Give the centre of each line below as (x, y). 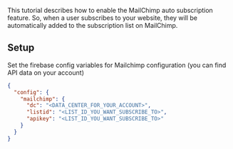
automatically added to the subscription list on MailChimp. (93, 25)
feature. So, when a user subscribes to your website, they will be (103, 18)
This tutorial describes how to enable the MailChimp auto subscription (110, 10)
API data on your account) (46, 72)
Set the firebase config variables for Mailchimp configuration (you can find (117, 65)
